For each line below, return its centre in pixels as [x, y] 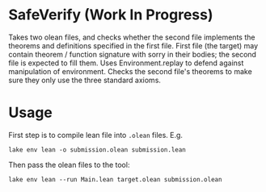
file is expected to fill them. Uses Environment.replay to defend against [126, 63]
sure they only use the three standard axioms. [85, 80]
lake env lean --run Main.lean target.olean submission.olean [115, 179]
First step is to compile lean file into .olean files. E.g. [96, 135]
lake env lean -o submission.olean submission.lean [97, 150]
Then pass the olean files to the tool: [69, 165]
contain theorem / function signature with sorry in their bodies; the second [133, 54]
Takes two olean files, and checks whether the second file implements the [132, 37]
